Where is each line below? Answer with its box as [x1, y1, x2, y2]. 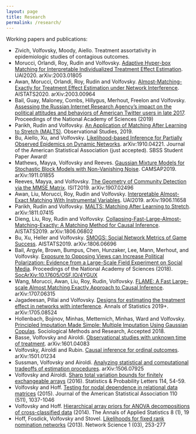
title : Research [6, 14, 46, 20]
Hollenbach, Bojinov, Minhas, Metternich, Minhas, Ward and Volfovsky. [14, 315, 186, 322]
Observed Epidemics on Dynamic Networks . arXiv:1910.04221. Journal [14, 140, 185, 147]
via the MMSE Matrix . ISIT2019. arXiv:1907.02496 [14, 184, 134, 191]
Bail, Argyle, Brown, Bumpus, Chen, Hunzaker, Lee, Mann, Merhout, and [14, 247, 189, 254]
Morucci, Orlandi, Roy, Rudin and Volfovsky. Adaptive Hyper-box [14, 59, 171, 66]
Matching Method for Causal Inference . [65, 221, 160, 229]
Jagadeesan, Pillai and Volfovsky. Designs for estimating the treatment [14, 297, 185, 304]
